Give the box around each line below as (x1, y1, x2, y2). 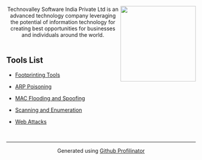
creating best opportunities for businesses (10, 25, 115, 32)
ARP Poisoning (14, 83, 52, 90)
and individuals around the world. (21, 31, 105, 38)
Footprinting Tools (14, 71, 60, 78)
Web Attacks (14, 118, 47, 125)
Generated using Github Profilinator (57, 147, 145, 154)
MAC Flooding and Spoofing (14, 94, 85, 101)
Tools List (6, 55, 43, 65)
